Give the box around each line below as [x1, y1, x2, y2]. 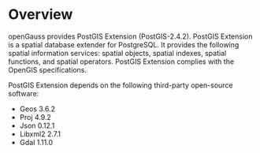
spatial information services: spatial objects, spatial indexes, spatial [8, 48, 227, 58]
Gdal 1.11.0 [19, 137, 54, 147]
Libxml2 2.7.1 [19, 129, 61, 139]
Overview [8, 6, 73, 24]
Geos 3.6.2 [19, 104, 55, 114]
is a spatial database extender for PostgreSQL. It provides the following [8, 39, 240, 49]
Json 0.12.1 [19, 121, 55, 130]
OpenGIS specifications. [8, 65, 87, 74]
